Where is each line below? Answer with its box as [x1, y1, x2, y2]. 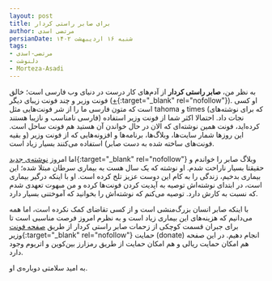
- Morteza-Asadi [9, 65, 64, 73]
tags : [9, 42, 28, 50]
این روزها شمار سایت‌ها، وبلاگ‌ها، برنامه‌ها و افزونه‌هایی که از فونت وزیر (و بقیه [9, 130, 244, 139]
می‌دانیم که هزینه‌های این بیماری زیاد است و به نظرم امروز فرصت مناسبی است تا [9, 212, 253, 223]
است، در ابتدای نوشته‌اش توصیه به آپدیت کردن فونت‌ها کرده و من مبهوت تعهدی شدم [9, 180, 262, 189]
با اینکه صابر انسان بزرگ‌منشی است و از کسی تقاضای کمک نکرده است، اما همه [9, 204, 249, 214]
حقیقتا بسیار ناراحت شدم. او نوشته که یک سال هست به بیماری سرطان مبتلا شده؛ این [9, 163, 265, 172]
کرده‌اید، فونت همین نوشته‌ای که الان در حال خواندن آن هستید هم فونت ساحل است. [9, 121, 260, 130]
